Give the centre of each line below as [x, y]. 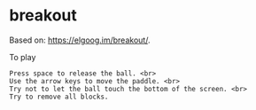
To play [23, 57]
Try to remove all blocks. [59, 97]
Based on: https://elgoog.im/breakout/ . [80, 40]
